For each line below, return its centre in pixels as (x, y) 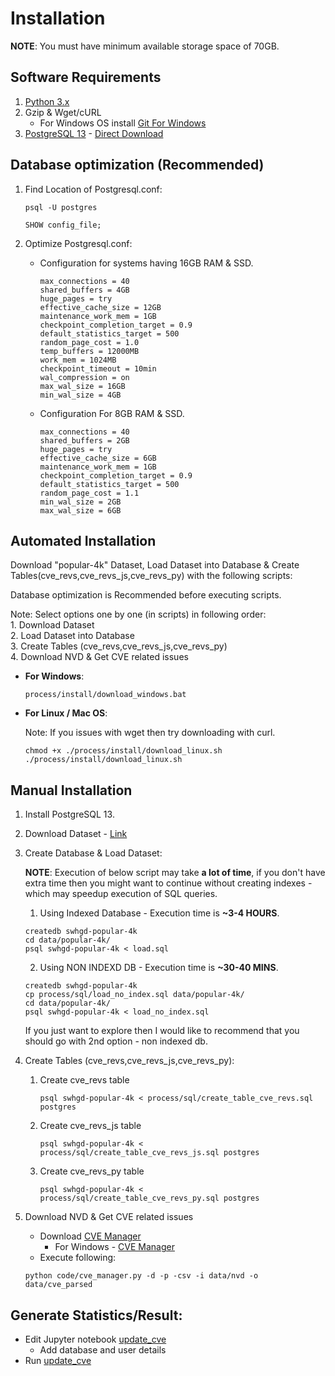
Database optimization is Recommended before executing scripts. (146, 595)
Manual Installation (71, 790)
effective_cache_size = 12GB (100, 307)
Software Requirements (86, 77)
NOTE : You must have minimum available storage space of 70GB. (145, 46)
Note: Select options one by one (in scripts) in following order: (138, 614)
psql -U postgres (61, 207)
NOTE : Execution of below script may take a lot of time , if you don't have (175, 873)
